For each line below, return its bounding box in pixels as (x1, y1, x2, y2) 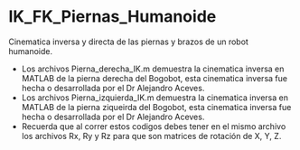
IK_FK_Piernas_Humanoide (8, 6, 217, 27)
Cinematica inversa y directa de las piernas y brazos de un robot (8, 36, 249, 47)
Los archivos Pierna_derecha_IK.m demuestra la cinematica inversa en (21, 63, 285, 74)
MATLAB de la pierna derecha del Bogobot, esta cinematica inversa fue (21, 72, 288, 83)
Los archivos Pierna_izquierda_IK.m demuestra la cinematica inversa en (21, 92, 288, 103)
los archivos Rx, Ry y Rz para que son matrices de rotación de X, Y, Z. (21, 130, 282, 141)
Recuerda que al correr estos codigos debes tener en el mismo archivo (21, 120, 286, 132)
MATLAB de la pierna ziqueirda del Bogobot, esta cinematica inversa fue (21, 101, 292, 112)
